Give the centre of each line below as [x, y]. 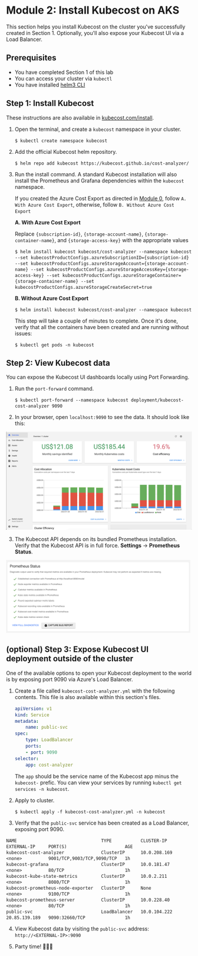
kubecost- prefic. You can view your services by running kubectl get [98, 783]
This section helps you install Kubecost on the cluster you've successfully [96, 27]
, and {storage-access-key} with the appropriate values [121, 240]
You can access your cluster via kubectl [63, 78]
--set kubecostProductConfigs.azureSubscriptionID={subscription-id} [102, 257]
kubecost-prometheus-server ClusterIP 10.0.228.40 [88, 900]
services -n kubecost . [42, 788]
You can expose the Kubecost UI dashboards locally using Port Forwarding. [98, 377]
